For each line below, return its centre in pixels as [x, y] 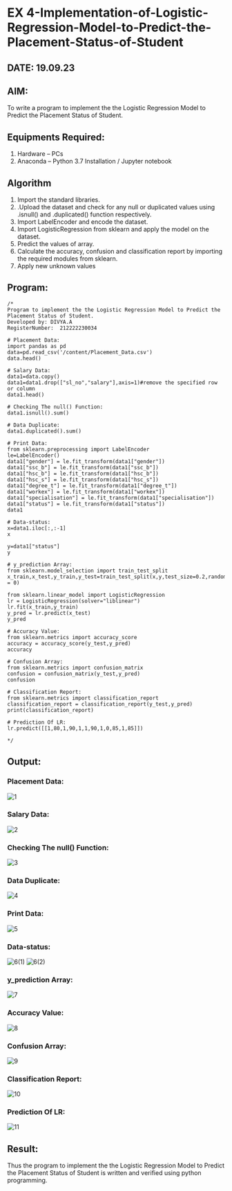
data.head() [24, 358]
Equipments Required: [56, 137]
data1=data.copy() [33, 376]
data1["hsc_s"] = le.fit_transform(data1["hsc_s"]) [83, 480]
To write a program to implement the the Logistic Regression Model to [106, 108]
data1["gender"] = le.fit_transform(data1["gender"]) [86, 461]
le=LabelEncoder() [33, 455]
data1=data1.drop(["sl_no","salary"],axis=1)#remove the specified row [112, 383]
